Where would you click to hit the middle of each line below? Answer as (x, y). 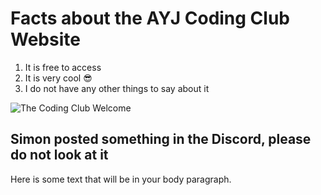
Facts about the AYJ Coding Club (150, 18)
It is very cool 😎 (58, 78)
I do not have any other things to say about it (117, 88)
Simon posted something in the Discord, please (161, 139)
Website (45, 39)
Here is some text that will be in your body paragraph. (121, 179)
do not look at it (59, 155)
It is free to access (63, 67)
